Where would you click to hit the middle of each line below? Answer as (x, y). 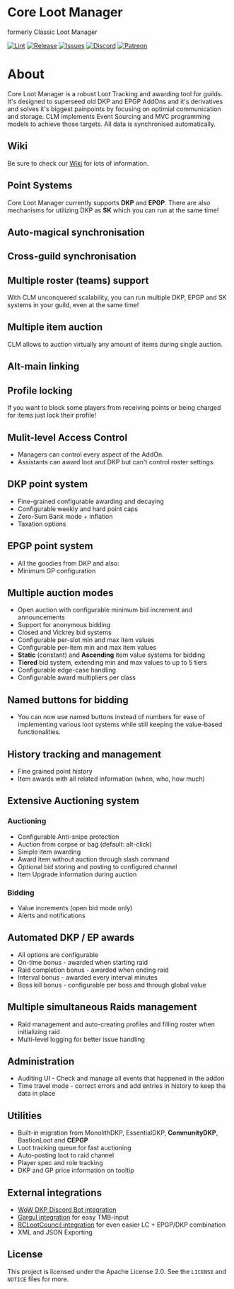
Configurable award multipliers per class (77, 677)
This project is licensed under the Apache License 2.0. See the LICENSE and (117, 1271)
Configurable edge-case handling (67, 670)
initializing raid (39, 1031)
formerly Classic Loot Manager (52, 32)
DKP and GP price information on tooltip (76, 1170)
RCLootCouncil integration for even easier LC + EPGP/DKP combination (122, 1225)
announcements (41, 617)
